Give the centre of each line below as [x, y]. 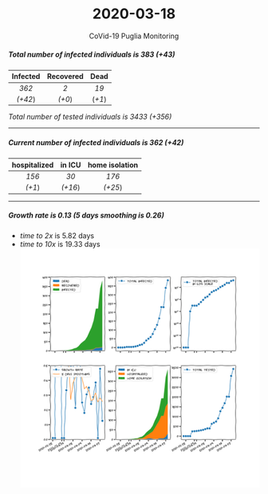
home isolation [112, 165]
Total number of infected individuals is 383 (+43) [92, 54]
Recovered [65, 76]
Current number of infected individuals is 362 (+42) [96, 143]
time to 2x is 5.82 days [57, 235]
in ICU [71, 165]
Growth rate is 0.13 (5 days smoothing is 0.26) [87, 215]
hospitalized [33, 165]
